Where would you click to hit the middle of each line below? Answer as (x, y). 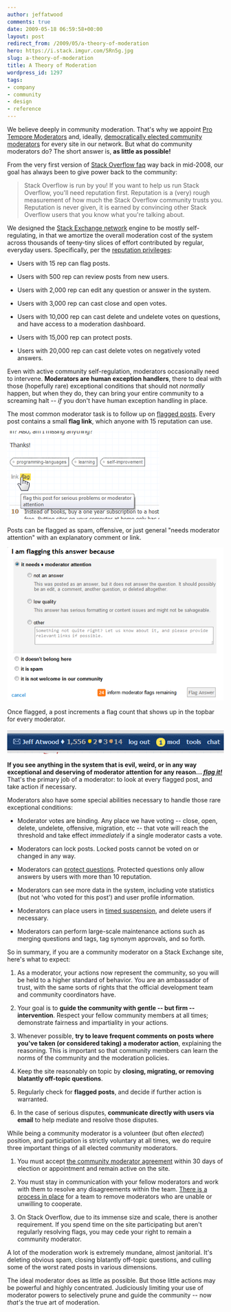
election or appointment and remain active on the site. (93, 1169)
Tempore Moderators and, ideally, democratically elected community (105, 137)
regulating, (22, 235)
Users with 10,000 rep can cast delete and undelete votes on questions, (119, 316)
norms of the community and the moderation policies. (93, 1058)
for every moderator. (36, 719)
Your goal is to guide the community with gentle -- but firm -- (106, 1008)
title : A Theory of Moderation (52, 65)
